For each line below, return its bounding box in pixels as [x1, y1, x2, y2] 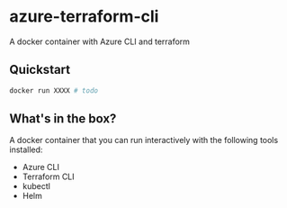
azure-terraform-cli [9, 6, 159, 27]
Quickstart [9, 62, 71, 77]
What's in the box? [9, 111, 117, 127]
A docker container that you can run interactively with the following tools [9, 135, 279, 146]
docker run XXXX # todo [9, 86, 99, 95]
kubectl [22, 181, 51, 192]
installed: [9, 144, 43, 155]
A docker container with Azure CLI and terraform [9, 36, 191, 47]
